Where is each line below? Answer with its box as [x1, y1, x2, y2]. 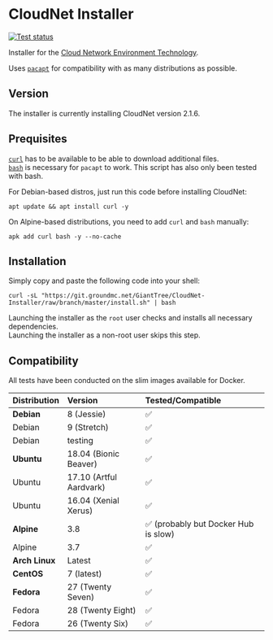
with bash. [8, 171, 43, 181]
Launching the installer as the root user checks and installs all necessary [8, 313, 253, 323]
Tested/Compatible [145, 395, 222, 407]
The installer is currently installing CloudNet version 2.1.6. [8, 108, 201, 118]
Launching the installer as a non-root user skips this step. [8, 330, 201, 340]
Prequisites [8, 132, 67, 146]
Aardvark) [67, 481, 106, 493]
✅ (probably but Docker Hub [145, 518, 254, 529]
